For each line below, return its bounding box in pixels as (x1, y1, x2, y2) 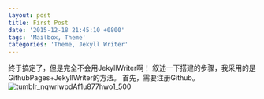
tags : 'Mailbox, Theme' (8, 33, 87, 42)
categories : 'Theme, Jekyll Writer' (8, 41, 128, 49)
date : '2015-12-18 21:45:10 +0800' (8, 26, 125, 34)
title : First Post (8, 19, 69, 27)
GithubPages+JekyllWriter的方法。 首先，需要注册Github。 (8, 73, 199, 82)
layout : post (8, 11, 51, 20)
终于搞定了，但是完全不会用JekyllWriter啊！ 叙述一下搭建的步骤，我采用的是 (8, 64, 256, 73)
